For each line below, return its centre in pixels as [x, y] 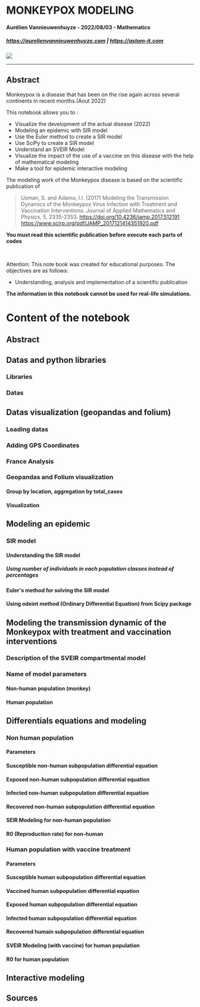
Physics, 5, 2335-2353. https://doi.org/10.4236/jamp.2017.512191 [100, 217]
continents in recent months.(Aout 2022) [56, 101]
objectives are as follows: [37, 270]
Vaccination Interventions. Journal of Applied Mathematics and [98, 210]
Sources [22, 998]
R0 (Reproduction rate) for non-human [55, 834]
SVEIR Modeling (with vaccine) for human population [73, 946]
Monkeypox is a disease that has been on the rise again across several [93, 94]
